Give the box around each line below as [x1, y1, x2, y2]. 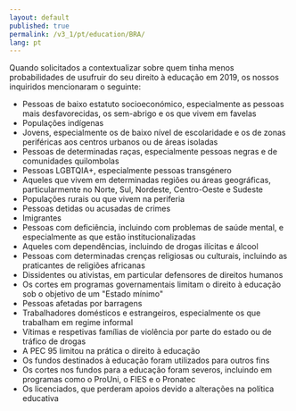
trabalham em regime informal [21, 317, 134, 328]
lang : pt [9, 38, 42, 47]
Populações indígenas [21, 118, 104, 129]
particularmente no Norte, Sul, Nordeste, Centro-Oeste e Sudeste [21, 184, 264, 195]
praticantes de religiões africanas [21, 260, 145, 271]
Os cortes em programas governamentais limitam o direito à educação [21, 279, 282, 290]
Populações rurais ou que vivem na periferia [21, 194, 185, 205]
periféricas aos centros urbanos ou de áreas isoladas [21, 137, 218, 147]
